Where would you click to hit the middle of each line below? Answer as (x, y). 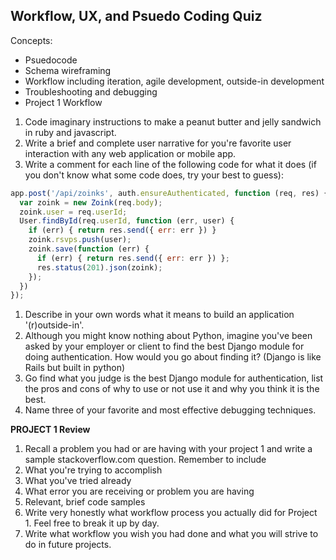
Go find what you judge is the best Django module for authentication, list (174, 378)
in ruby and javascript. (70, 132)
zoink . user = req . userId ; (73, 212)
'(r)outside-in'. (54, 325)
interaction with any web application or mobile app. (130, 153)
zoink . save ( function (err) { (89, 249)
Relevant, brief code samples (85, 502)
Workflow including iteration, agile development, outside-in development (174, 81)
